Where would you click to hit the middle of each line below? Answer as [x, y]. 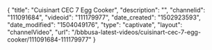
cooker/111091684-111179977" [49, 40]
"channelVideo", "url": [39, 32]
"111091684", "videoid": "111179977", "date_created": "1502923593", [104, 17]
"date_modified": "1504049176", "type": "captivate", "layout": [95, 25]
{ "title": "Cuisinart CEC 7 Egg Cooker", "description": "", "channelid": [106, 10]
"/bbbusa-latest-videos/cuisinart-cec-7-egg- [137, 32]
